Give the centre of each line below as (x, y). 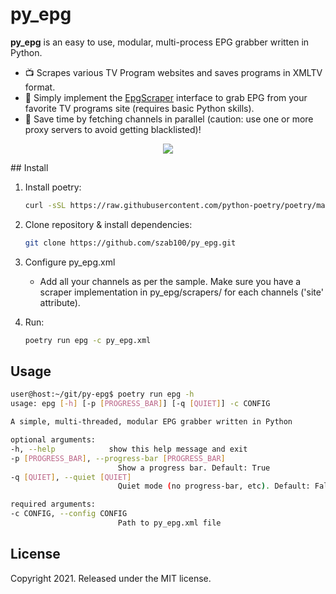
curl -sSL (45, 205)
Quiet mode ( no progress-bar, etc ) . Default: (214, 486)
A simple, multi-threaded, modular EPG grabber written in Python (151, 422)
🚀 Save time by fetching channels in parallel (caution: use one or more (169, 119)
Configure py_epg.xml (70, 262)
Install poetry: (53, 187)
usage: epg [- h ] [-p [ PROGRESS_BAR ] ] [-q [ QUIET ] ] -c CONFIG (140, 404)
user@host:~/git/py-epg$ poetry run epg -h (102, 394)
